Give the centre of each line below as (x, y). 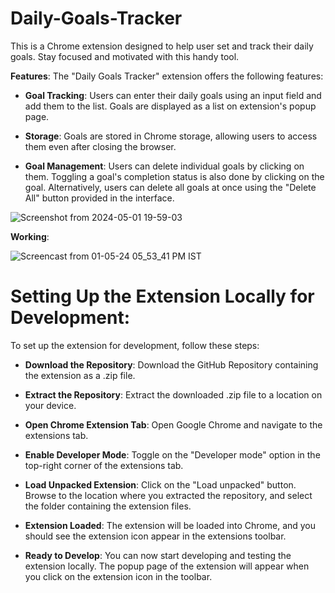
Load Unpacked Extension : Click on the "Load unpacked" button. (160, 484)
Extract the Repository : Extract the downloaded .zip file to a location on (173, 394)
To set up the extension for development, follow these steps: (135, 345)
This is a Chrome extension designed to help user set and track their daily (162, 46)
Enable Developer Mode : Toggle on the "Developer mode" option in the (172, 454)
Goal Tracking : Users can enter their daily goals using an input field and (173, 95)
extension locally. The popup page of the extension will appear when (167, 566)
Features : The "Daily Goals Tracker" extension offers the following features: (167, 76)
